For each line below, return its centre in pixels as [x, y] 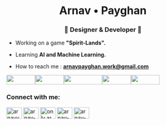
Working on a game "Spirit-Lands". [60, 43]
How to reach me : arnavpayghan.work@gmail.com [82, 66]
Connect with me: [33, 97]
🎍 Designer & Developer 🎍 [103, 30]
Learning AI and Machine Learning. [60, 55]
